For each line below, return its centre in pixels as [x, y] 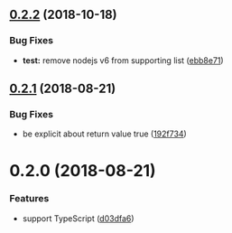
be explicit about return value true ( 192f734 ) [104, 134]
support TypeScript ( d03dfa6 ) [78, 218]
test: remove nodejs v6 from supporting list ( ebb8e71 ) [123, 60]
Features [29, 199]
